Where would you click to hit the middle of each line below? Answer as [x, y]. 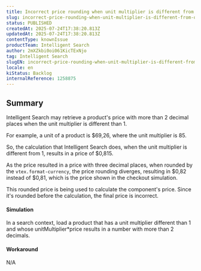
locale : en [20, 67]
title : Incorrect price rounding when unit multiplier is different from [100, 12]
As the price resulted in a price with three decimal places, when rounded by [100, 165]
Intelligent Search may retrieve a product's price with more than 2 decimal [98, 117]
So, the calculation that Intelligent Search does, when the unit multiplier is [97, 147]
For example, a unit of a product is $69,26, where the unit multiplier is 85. [97, 135]
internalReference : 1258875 [41, 79]
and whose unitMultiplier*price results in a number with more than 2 [90, 229]
